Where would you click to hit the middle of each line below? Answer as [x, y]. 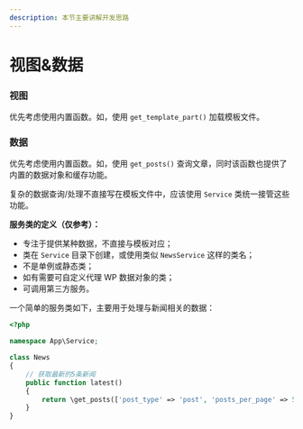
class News [30, 358]
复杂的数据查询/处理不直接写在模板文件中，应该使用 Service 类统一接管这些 [150, 194]
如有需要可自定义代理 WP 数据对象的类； [98, 278]
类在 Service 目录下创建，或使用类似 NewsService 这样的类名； [138, 255]
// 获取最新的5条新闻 [61, 374]
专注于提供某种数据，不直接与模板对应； [97, 243]
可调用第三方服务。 [58, 288]
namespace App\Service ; [54, 342]
